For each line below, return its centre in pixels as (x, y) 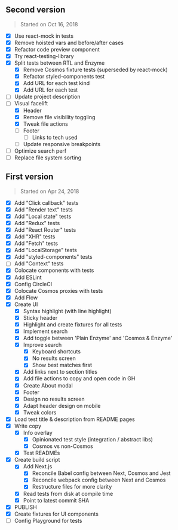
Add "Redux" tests (37, 223)
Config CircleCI (33, 284)
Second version (36, 10)
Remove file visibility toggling (59, 117)
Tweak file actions (45, 124)
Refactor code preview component (57, 49)
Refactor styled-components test (64, 77)
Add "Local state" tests (43, 216)
